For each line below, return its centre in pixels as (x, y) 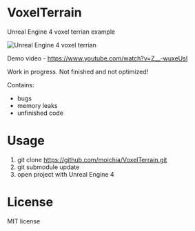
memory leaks (37, 105)
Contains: (21, 85)
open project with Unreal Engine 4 (66, 174)
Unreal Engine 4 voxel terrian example (61, 32)
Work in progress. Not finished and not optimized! (78, 71)
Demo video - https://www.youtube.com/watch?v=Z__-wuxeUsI (97, 58)
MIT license (24, 221)
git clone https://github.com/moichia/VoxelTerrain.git (92, 159)
